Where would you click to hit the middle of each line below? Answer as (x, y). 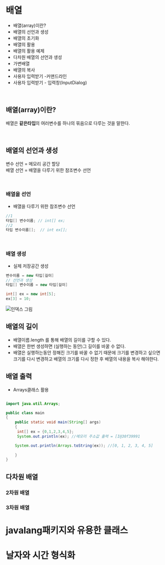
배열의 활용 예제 (29, 51)
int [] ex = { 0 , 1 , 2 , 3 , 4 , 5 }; (45, 432)
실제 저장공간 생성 (31, 266)
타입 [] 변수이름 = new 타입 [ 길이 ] (37, 285)
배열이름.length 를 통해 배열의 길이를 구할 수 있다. (62, 340)
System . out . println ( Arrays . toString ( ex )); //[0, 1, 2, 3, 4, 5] (84, 445)
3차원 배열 (18, 507)
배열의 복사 (24, 70)
